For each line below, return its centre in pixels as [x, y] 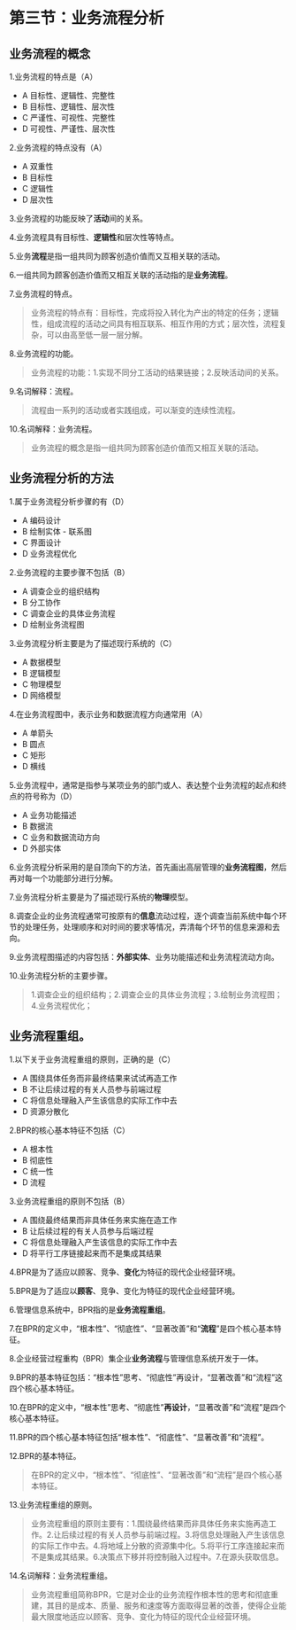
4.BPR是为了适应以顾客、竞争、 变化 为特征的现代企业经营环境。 [125, 1272]
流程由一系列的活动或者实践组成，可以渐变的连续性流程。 [135, 410]
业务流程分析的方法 [61, 478]
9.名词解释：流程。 [44, 391]
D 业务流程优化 [49, 553]
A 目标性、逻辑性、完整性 [68, 95]
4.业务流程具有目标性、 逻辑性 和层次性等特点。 [94, 237]
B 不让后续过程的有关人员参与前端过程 [91, 1089]
